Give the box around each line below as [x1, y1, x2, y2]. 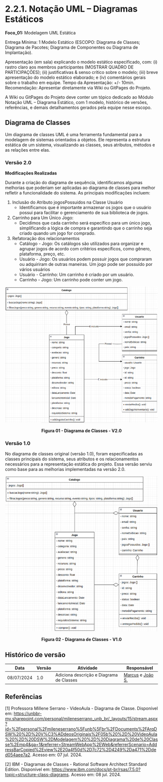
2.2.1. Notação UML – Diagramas [5, 3, 138, 15]
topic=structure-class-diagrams [5, 772, 69, 778]
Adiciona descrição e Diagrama [55, 672, 118, 678]
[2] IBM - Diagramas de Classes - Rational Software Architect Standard [5, 762, 147, 767]
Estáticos [5, 14, 44, 25]
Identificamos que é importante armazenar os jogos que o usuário [19, 205, 151, 210]
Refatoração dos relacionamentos [12, 236, 80, 242]
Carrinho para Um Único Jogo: [12, 215, 74, 221]
